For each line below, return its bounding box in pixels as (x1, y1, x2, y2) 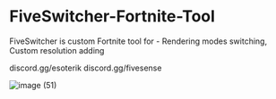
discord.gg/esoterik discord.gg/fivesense (9, 62, 162, 73)
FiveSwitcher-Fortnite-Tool (9, 6, 215, 27)
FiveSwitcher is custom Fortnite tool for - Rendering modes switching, (9, 36, 267, 46)
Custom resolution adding (9, 45, 105, 55)
